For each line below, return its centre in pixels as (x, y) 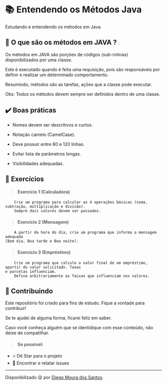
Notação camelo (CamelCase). (44, 134)
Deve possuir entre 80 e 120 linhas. (48, 144)
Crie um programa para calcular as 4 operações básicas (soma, (81, 202)
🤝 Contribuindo (29, 291)
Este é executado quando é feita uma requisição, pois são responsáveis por (83, 69)
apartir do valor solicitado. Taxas (43, 267)
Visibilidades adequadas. (38, 163)
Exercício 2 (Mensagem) (43, 222)
